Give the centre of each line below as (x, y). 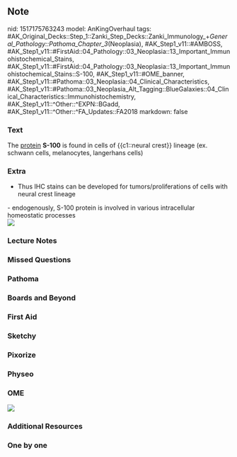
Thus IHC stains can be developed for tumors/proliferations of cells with (122, 186)
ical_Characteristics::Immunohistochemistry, (72, 96)
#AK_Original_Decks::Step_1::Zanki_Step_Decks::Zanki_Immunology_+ (109, 36)
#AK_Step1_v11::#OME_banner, (141, 74)
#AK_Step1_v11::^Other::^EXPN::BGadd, (64, 104)
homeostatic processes (41, 215)
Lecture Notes (32, 241)
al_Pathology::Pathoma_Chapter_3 (58, 44)
